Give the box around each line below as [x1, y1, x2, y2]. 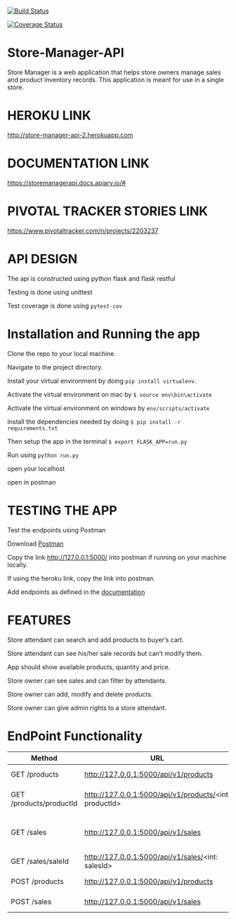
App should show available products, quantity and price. [7, 662, 171, 671]
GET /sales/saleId [11, 857, 69, 867]
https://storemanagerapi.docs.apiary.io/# [7, 178, 126, 187]
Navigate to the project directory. [7, 362, 103, 372]
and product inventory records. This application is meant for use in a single [7, 75, 225, 84]
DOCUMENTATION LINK [7, 155, 150, 171]
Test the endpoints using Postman [7, 525, 106, 534]
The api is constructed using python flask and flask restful [7, 274, 176, 282]
